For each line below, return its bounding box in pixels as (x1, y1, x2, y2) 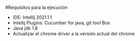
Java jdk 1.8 (12, 25, 38, 31)
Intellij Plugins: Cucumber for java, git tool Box (12, 20, 110, 26)
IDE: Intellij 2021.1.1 (12, 14, 52, 20)
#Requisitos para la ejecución (5, 5, 68, 10)
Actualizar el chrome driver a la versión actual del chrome (12, 31, 135, 36)
